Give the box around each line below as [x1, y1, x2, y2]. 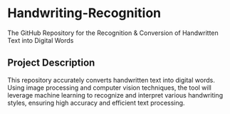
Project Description [7, 57, 95, 69]
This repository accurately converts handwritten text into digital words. [7, 76, 215, 84]
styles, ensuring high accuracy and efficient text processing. [7, 98, 185, 107]
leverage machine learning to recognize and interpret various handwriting [7, 90, 223, 99]
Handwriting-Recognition [7, 5, 162, 21]
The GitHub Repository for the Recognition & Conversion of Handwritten [7, 28, 219, 37]
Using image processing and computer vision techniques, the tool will [7, 83, 211, 92]
